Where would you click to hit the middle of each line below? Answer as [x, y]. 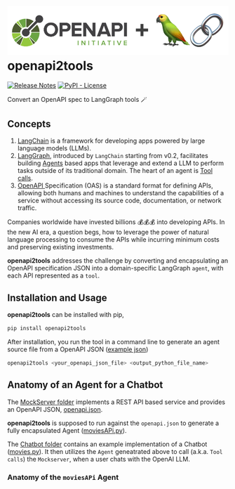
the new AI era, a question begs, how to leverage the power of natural [108, 232]
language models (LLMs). [54, 148]
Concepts [29, 124]
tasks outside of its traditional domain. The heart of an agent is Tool [115, 171]
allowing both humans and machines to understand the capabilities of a [121, 193]
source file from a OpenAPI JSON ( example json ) [78, 349]
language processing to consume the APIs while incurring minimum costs [113, 240]
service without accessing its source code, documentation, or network [120, 201]
